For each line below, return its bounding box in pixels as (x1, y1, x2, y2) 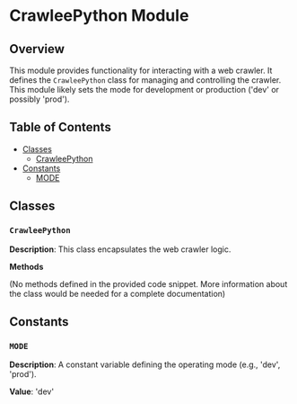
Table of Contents (9, 120, 112, 135)
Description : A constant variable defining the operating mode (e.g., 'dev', (9, 359, 281, 370)
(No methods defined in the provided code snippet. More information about (9, 278, 288, 289)
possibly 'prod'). (9, 94, 70, 104)
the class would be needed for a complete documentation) (9, 288, 226, 299)
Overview (9, 41, 66, 57)
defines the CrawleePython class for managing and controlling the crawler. (9, 75, 282, 85)
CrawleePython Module (9, 5, 189, 26)
